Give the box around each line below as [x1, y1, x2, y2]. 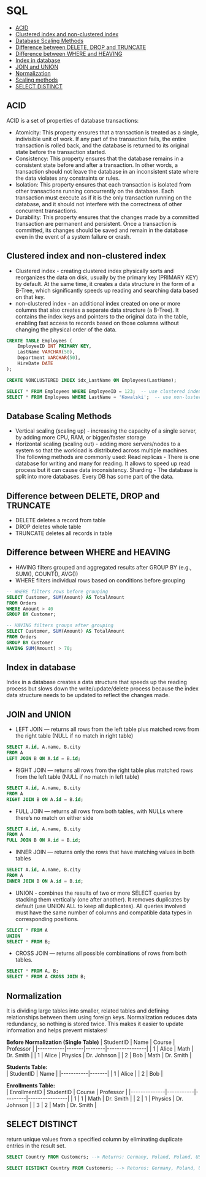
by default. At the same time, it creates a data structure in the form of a [15, 280, 195, 287]
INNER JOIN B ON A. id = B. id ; [6, 878, 84, 884]
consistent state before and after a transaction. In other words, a [15, 161, 178, 169]
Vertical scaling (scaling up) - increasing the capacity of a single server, [15, 427, 197, 434]
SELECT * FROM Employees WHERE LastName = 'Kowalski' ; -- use [6, 394, 172, 400]
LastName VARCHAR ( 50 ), [17, 349, 75, 355]
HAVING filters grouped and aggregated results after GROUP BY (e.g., [15, 563, 192, 571]
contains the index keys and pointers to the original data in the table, [15, 312, 188, 320]
